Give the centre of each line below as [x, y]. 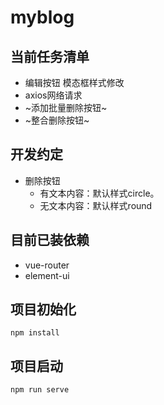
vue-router [47, 265]
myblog [42, 17]
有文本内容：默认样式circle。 [99, 193]
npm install [35, 333]
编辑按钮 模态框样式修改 [74, 82]
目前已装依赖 [50, 240]
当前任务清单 [50, 56]
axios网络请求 [53, 95]
